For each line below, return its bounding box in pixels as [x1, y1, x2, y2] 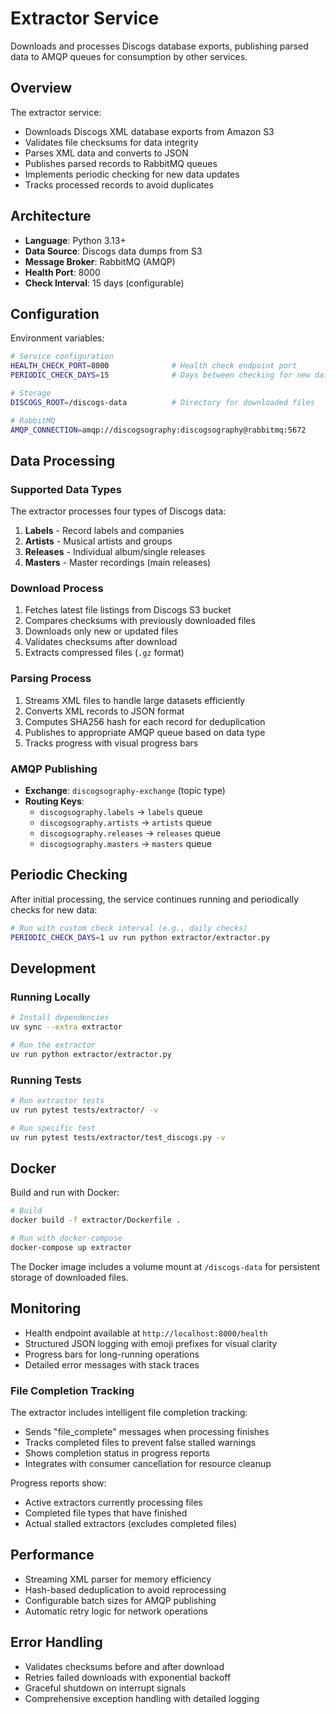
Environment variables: [10, 332, 105, 344]
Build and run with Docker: [10, 1187, 120, 1199]
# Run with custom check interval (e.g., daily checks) [10, 923, 248, 933]
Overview [10, 80, 73, 97]
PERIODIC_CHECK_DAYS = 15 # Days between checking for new [10, 370, 311, 381]
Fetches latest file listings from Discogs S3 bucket [24, 604, 232, 616]
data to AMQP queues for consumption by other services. [10, 50, 248, 62]
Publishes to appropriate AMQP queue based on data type [24, 726, 266, 738]
